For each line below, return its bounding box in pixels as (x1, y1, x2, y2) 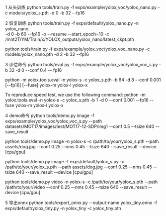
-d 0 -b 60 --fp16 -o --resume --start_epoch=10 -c (5, 31, 109, 37)
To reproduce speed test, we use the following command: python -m (5, 92, 146, 98)
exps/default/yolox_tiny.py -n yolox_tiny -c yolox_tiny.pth (5, 206, 122, 211)
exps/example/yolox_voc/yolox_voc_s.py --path (5, 118, 102, 124)
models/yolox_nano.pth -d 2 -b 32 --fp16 (5, 51, 89, 57)
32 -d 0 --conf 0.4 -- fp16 (9, 67, 62, 73)
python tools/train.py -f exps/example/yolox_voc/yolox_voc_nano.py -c (5, 46, 150, 52)
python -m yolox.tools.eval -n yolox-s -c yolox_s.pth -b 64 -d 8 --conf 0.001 (5, 77, 161, 83)
